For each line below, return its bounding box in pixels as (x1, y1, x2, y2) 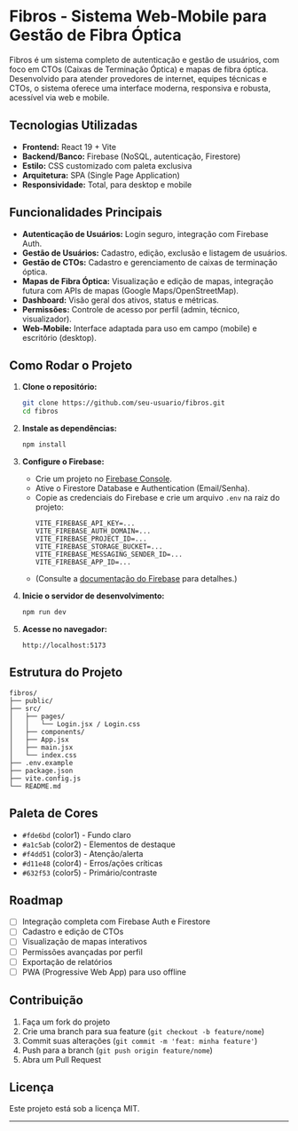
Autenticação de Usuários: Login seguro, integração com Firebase (21, 228, 269, 239)
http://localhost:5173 (21, 641, 106, 650)
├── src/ (9, 704, 42, 713)
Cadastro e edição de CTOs (21, 926, 124, 937)
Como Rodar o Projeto (9, 358, 133, 373)
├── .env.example (9, 758, 74, 767)
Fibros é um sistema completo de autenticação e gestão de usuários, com (9, 54, 279, 65)
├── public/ (9, 696, 53, 705)
